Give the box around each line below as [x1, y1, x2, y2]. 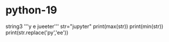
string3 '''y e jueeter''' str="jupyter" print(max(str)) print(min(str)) [5, 23, 164, 30]
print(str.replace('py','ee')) [5, 29, 69, 36]
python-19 [5, 3, 58, 17]
